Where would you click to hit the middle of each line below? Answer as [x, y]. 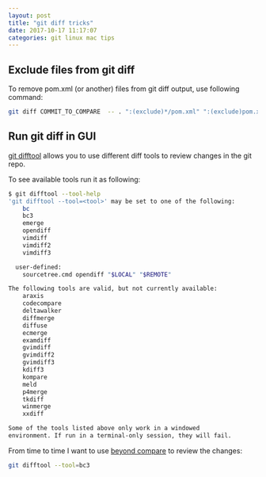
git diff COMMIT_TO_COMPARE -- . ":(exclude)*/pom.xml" [104, 112]
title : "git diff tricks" [51, 23]
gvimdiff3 [39, 363]
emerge [33, 223]
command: [26, 97]
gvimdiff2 [39, 355]
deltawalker [42, 311]
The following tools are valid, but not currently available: [113, 289]
